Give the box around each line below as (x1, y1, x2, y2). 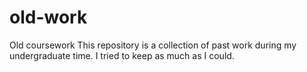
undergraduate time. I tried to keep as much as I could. (9, 49, 235, 61)
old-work (9, 6, 88, 29)
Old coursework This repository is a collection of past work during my (9, 39, 297, 51)
